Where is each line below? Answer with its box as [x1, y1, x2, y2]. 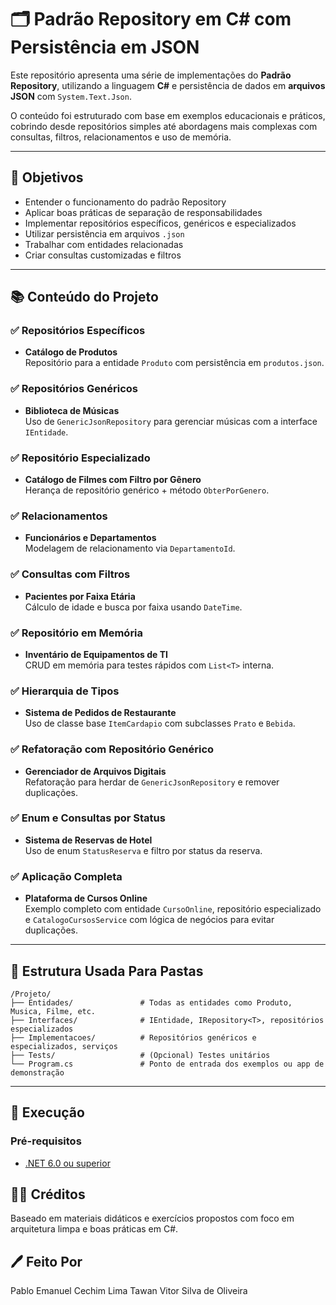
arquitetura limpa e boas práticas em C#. [10, 1223, 179, 1235]
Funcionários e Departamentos [24, 532, 157, 544]
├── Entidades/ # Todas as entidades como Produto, [10, 997, 293, 1008]
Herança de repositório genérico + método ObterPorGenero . [24, 484, 270, 496]
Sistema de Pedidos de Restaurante [24, 707, 177, 719]
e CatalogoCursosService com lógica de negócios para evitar [24, 914, 275, 926]
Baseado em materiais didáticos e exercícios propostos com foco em [10, 1212, 295, 1225]
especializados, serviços [10, 1041, 118, 1051]
